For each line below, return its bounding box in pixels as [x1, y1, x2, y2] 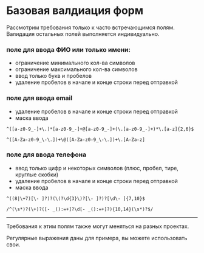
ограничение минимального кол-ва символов [15, 59, 135, 67]
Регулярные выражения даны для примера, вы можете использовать [6, 234, 188, 241]
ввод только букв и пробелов [15, 72, 92, 80]
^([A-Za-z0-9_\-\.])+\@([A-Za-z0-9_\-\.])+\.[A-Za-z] [6, 136, 146, 143]
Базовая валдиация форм [6, 4, 144, 18]
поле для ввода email [6, 94, 73, 102]
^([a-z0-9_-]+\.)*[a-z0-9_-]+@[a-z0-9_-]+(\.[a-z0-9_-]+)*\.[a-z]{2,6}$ [6, 126, 194, 132]
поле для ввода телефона [6, 150, 87, 159]
